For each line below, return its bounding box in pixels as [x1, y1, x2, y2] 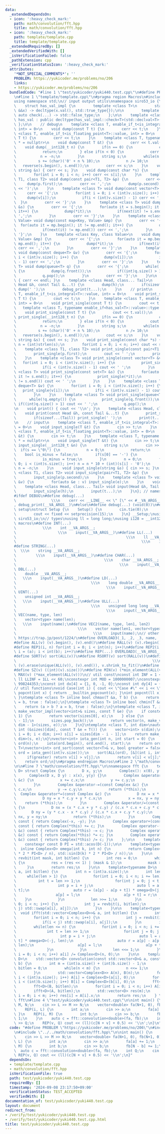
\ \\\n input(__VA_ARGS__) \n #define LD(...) [14, 576, 118, 581]
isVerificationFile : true [9, 1071, 63, 1076]
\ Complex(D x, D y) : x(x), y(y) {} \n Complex [14, 773, 139, 778]
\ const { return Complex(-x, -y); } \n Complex [14, 819, 129, 824]
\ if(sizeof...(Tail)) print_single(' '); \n [14, 415, 122, 420]
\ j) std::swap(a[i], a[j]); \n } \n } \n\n [14, 906, 122, 911]
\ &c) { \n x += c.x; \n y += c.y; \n [14, 777, 135, 782]
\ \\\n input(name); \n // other [14, 631, 160, 636]
